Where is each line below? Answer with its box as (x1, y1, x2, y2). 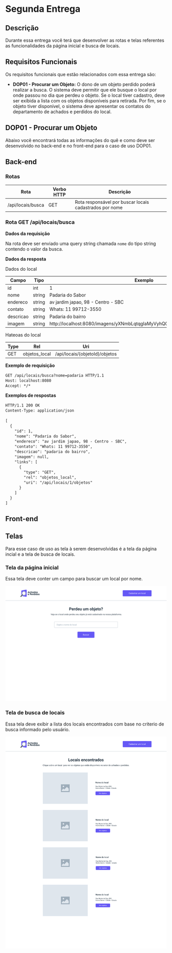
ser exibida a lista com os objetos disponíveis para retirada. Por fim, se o (12, 97, 166, 103)
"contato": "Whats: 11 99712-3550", (14, 444, 93, 449)
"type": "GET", (24, 469, 56, 475)
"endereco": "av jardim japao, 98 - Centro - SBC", (14, 438, 127, 444)
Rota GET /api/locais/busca (5, 219, 75, 226)
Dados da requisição (5, 230, 50, 237)
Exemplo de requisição (5, 362, 55, 368)
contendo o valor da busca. (5, 245, 63, 252)
